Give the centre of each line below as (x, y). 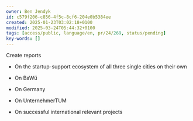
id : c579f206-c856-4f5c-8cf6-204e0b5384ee (58, 17)
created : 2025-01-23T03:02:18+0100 (49, 22)
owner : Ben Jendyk (28, 11)
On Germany (30, 89)
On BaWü (26, 78)
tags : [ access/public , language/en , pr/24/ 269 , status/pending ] (86, 33)
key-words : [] (23, 39)
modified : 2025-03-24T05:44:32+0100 (51, 28)
